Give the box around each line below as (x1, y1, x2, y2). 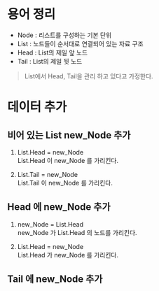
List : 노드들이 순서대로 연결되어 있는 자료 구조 (17, 39, 144, 48)
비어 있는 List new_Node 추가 (7, 129, 131, 141)
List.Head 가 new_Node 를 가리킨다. (17, 250, 119, 259)
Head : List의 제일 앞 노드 (17, 48, 88, 57)
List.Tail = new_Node (17, 170, 78, 178)
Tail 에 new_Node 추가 (7, 274, 103, 285)
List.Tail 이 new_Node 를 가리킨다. (17, 178, 113, 187)
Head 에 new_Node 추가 (7, 201, 111, 213)
